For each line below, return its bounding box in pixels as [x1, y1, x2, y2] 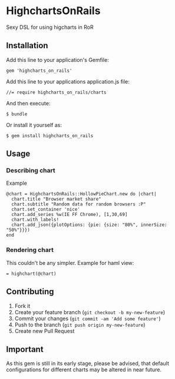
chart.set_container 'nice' [11, 207, 81, 212]
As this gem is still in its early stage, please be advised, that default [6, 360, 169, 367]
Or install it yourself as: [6, 121, 62, 128]
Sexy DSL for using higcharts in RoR [6, 24, 94, 31]
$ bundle [6, 111, 28, 117]
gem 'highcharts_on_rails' [6, 68, 72, 74]
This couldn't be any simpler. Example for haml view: [6, 259, 134, 266]
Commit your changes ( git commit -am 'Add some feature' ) [14, 315, 161, 322]
